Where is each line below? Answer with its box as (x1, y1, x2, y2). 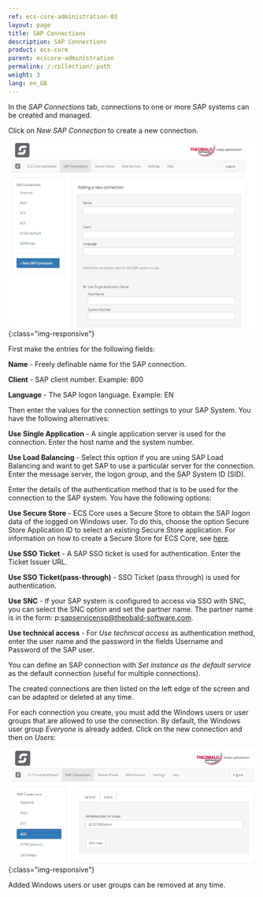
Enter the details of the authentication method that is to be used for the (8, 485, 239, 495)
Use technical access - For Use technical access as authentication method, (8, 628, 256, 638)
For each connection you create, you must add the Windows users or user (8, 708, 249, 717)
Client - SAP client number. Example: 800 (8, 375, 144, 384)
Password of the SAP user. (8, 645, 94, 655)
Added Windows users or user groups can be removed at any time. (8, 880, 226, 889)
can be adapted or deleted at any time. (8, 693, 134, 702)
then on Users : (8, 733, 57, 742)
